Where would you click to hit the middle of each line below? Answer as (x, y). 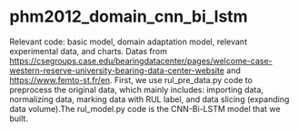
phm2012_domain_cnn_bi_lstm (129, 17)
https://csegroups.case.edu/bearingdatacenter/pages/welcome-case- (141, 61)
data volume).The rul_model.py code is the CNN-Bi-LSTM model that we (145, 108)
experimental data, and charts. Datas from (89, 51)
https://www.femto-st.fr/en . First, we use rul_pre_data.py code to (131, 80)
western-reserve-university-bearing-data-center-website (117, 70)
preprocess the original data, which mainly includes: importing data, (136, 89)
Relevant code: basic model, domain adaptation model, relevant (129, 42)
